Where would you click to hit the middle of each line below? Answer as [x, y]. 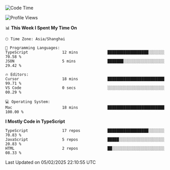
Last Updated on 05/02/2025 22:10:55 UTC [51, 162]
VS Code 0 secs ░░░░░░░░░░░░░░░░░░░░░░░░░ [85, 88]
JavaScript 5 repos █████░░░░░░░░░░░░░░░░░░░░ [85, 140]
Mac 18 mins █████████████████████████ [85, 108]
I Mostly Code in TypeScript [35, 121]
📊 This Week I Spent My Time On [41, 28]
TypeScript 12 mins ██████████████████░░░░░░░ [85, 52]
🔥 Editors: [17, 75]
